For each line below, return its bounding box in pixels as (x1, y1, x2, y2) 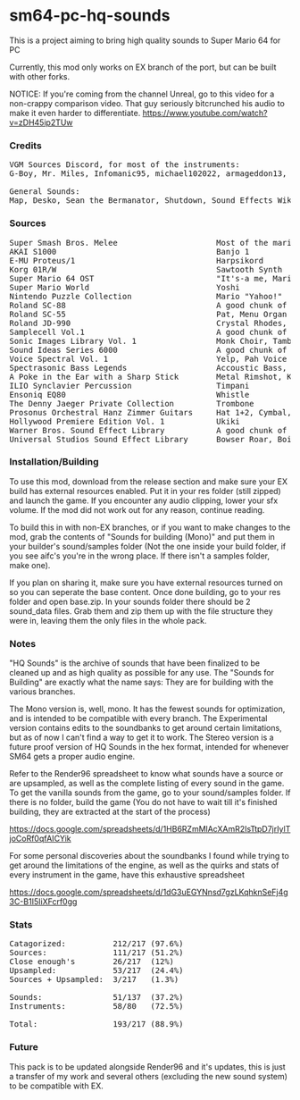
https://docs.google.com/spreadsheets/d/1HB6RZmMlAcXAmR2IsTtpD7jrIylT (9, 824, 291, 835)
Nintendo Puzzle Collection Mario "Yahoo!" (9, 291, 283, 301)
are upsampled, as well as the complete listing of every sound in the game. (9, 778, 285, 789)
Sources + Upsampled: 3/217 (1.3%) (9, 975, 179, 985)
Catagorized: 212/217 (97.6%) (9, 939, 184, 949)
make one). (9, 559, 51, 570)
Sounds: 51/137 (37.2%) (9, 993, 184, 1003)
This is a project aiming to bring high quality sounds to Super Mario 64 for (9, 35, 281, 46)
